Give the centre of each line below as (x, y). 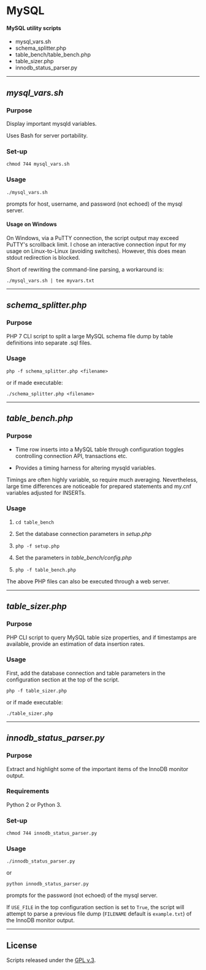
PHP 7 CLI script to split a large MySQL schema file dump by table (90, 336)
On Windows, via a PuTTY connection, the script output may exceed (93, 238)
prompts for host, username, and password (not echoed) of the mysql (94, 204)
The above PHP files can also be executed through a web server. (88, 581)
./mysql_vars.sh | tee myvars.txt (51, 281)
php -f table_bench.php (46, 570)
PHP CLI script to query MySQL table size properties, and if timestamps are (101, 637)
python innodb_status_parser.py (48, 884)
